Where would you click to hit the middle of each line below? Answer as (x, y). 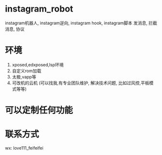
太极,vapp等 (24, 77)
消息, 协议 (15, 29)
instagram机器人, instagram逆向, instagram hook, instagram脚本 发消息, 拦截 (81, 23)
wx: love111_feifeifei (24, 148)
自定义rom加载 (27, 71)
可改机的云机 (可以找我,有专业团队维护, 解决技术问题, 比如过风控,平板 (81, 83)
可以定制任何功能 (39, 110)
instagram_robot (39, 9)
